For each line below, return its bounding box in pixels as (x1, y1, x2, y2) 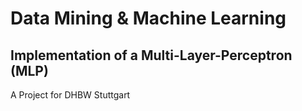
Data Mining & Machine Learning (10, 7, 287, 30)
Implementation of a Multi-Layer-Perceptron (10, 47, 293, 64)
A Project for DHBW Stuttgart (10, 89, 131, 101)
